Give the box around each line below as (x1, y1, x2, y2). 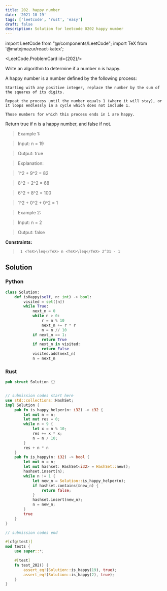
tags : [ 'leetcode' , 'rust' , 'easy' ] (5, 17, 83, 22)
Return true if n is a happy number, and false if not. (5, 121, 112, 127)
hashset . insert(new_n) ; (32, 497, 83, 502)
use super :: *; (14, 549, 44, 554)
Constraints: (5, 239, 32, 245)
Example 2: (17, 210, 42, 216)
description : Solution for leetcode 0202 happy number (5, 26, 124, 32)
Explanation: (17, 160, 44, 166)
